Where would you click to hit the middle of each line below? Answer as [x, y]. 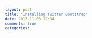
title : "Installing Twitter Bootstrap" [46, 14]
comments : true [21, 23]
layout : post [19, 10]
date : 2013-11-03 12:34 [30, 19]
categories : [17, 28]
